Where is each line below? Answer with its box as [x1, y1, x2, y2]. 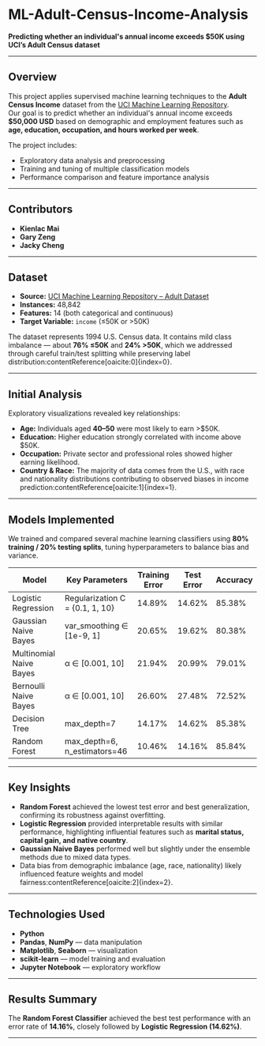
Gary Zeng [19, 231, 56, 242]
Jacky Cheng [19, 240, 65, 250]
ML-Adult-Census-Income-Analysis [8, 6, 248, 24]
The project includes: [8, 140, 77, 149]
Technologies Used [8, 908, 105, 921]
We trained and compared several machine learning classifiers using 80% [8, 534, 249, 543]
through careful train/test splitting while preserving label [8, 349, 191, 359]
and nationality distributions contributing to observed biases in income [19, 474, 249, 483]
